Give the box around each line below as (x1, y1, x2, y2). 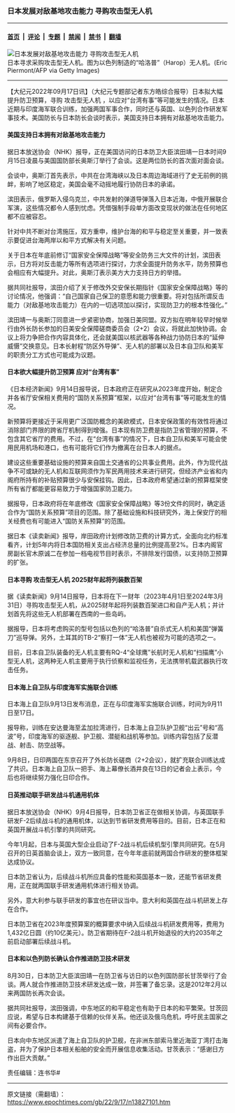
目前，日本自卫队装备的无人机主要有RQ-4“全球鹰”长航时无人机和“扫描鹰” (7, 648, 218, 657)
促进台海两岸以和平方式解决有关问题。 (19, 236, 130, 244)
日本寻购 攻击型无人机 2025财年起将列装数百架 (7, 575, 143, 584)
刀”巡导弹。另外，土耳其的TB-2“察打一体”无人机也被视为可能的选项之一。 (7, 633, 220, 642)
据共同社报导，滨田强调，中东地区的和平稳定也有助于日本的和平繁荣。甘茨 (7, 1003, 222, 1012)
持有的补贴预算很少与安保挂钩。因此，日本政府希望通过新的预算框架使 (25, 475, 228, 484)
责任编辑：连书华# (7, 1068, 61, 1077)
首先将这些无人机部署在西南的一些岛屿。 (13, 610, 130, 618)
